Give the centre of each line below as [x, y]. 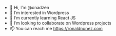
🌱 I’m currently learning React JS [43, 18]
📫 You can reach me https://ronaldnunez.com [56, 28]
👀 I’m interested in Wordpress [39, 13]
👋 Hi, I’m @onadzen [29, 8]
